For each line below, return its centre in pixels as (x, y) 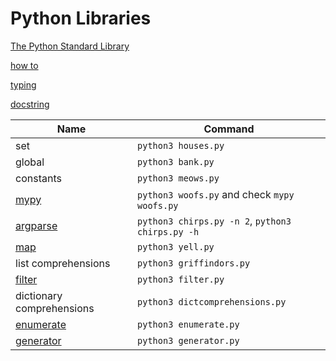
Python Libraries (81, 18)
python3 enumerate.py (188, 324)
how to (24, 65)
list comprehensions (63, 263)
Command (229, 129)
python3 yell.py (176, 246)
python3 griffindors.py (194, 263)
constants (38, 178)
